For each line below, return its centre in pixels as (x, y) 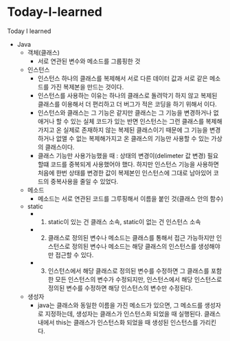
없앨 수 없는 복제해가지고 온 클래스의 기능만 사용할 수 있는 (133, 138)
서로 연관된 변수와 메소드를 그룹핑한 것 (89, 61)
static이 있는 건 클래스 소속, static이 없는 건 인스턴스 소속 (124, 221)
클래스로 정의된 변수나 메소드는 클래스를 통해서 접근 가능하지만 (131, 237)
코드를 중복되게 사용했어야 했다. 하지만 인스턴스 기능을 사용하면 (135, 164)
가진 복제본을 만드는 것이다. (87, 87)
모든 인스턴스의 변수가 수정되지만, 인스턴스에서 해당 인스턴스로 (139, 279)
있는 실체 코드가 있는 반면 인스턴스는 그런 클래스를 (137, 121)
